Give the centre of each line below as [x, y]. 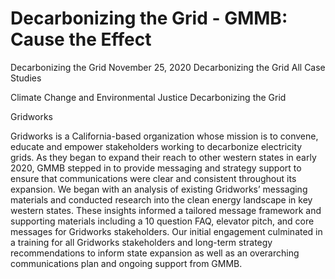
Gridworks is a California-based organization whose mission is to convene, [164, 136]
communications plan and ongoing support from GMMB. [126, 263]
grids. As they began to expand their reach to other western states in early [163, 157]
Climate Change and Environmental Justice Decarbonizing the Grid [148, 97]
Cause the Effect [81, 39]
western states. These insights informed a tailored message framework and [166, 210]
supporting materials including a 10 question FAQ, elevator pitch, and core [162, 221]
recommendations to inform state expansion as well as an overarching [155, 253]
